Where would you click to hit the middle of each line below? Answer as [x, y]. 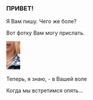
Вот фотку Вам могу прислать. [46, 33]
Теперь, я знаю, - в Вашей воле [46, 79]
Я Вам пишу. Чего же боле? [41, 22]
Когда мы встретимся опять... [45, 90]
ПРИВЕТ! [20, 8]
